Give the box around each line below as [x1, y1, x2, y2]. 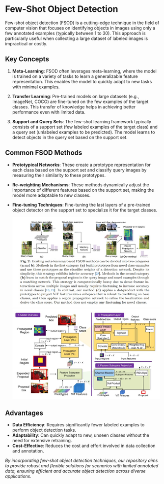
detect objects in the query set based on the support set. [12, 134, 128, 140]
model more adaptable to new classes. [12, 192, 91, 198]
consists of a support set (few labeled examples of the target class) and [12, 124, 158, 130]
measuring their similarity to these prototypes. [12, 172, 106, 178]
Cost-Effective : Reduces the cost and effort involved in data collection [12, 443, 156, 449]
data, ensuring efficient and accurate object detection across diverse [5, 468, 146, 474]
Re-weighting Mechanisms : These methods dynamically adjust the [12, 181, 149, 188]
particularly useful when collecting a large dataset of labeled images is [5, 35, 148, 41]
